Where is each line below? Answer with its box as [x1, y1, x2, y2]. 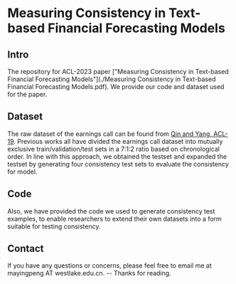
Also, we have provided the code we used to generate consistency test [7, 206, 215, 215]
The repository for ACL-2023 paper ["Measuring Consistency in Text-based [7, 68, 229, 75]
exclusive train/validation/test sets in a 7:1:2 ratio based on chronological [7, 144, 220, 153]
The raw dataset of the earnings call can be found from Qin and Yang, [7, 130, 212, 138]
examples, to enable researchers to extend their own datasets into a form [7, 214, 222, 223]
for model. [7, 167, 38, 176]
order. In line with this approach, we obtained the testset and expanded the [7, 152, 227, 161]
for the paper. [7, 90, 48, 98]
